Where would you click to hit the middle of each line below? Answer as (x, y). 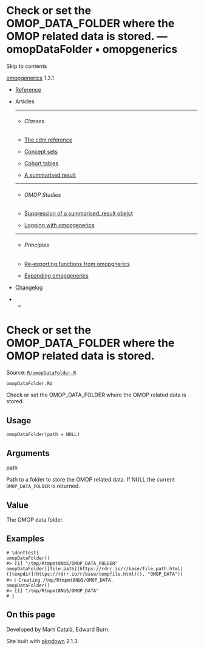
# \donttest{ (23, 553)
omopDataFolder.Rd (29, 384)
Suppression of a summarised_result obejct (79, 214)
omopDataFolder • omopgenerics (92, 49)
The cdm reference (48, 140)
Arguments (28, 453)
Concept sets (41, 152)
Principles (37, 245)
